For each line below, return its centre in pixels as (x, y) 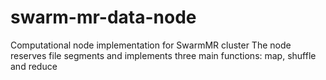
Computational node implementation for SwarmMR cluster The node (151, 45)
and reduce (34, 66)
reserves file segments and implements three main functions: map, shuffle (163, 55)
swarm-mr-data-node (103, 17)
